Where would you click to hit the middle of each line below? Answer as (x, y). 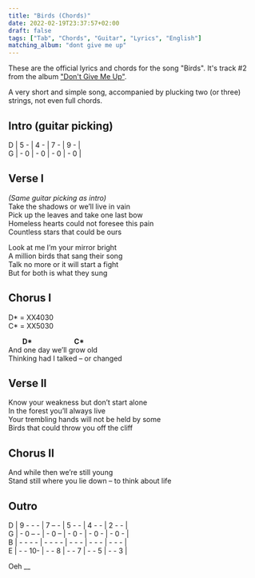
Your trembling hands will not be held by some (85, 420)
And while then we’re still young (61, 472)
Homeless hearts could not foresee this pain (81, 223)
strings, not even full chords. (55, 101)
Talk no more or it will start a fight (64, 264)
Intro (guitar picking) (61, 126)
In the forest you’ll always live (57, 411)
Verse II (28, 383)
